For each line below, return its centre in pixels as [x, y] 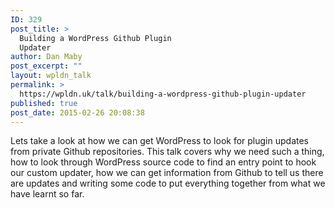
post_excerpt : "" [46, 66]
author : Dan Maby [46, 57]
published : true [44, 103]
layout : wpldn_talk [51, 76]
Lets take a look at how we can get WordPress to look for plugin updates [159, 141]
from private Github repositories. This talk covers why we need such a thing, [167, 152]
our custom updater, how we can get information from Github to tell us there [167, 173]
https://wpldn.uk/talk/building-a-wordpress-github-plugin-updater [163, 94]
